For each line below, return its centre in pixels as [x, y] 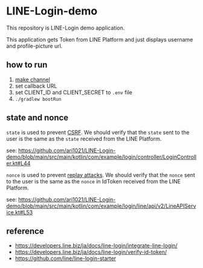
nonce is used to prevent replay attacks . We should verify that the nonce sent [101, 175]
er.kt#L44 [18, 163]
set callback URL [36, 86]
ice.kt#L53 [20, 212]
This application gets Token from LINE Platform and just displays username [100, 39]
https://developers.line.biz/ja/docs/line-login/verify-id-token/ [91, 252]
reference [25, 231]
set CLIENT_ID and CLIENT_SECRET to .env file [74, 92]
